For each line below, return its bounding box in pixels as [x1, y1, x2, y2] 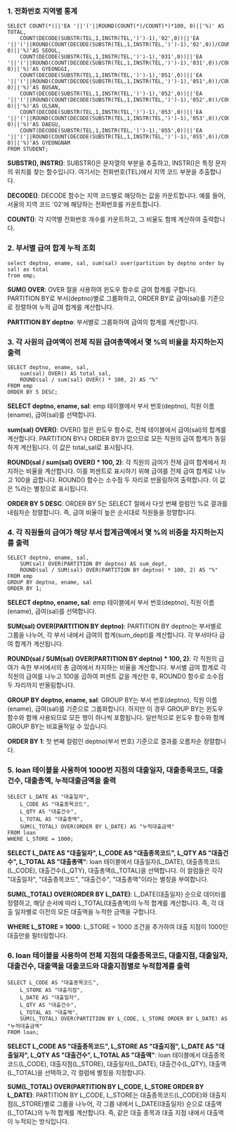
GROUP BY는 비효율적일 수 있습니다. [7, 722, 109, 731]
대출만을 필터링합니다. [7, 932, 68, 940]
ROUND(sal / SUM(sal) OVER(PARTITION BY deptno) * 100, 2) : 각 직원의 [7, 655, 218, 663]
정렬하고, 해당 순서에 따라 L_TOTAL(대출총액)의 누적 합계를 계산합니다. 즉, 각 [7, 899, 217, 908]
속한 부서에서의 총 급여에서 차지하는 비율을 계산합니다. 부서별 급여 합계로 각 [20, 663, 227, 672]
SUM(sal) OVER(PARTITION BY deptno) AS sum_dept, [20, 560, 169, 567]
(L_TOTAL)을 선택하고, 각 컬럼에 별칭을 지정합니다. [7, 1068, 146, 1076]
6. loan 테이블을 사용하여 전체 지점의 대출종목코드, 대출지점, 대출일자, [7, 951, 228, 960]
